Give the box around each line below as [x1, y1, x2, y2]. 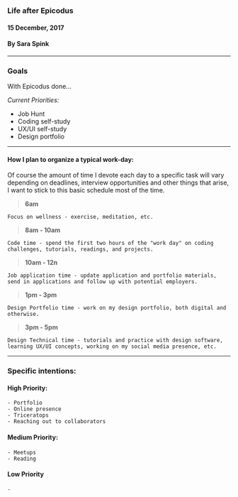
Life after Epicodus [7, 6, 74, 16]
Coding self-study [17, 117, 71, 126]
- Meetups [7, 449, 37, 456]
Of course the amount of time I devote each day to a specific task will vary [7, 171, 225, 180]
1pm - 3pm [24, 290, 57, 300]
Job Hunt [17, 109, 45, 119]
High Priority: [7, 383, 48, 392]
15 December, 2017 [7, 23, 64, 32]
